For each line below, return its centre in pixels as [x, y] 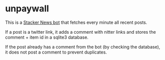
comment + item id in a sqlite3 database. [47, 37]
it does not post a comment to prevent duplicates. [56, 52]
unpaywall [27, 9]
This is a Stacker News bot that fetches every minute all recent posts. [76, 22]
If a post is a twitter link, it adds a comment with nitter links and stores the [81, 32]
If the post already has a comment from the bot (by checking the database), [83, 47]
